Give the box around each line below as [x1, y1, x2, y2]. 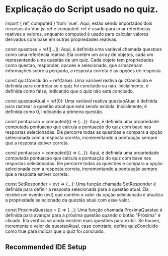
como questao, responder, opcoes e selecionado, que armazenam [5, 62, 143, 68]
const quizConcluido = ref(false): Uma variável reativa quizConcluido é [5, 77, 152, 83]
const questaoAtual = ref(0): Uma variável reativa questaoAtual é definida [5, 97, 157, 104]
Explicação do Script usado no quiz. [5, 4, 158, 15]
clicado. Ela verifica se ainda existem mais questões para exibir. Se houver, [5, 217, 161, 223]
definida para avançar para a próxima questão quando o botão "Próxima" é [5, 212, 161, 218]
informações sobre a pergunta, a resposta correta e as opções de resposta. [5, 67, 162, 74]
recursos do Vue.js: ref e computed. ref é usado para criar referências [5, 25, 151, 31]
